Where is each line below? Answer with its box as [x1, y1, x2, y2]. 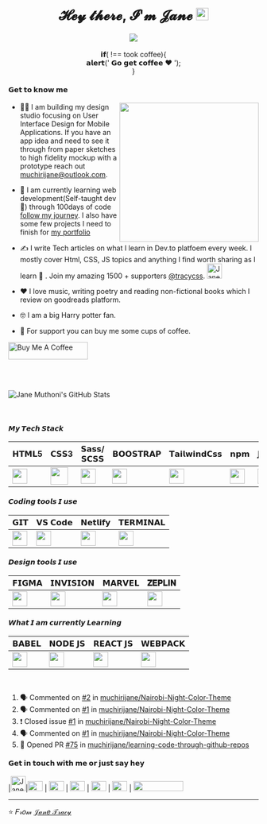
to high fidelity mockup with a [19, 153, 118, 163]
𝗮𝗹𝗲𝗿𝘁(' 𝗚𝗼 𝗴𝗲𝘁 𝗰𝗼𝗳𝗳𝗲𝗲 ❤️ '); [86, 58, 181, 68]
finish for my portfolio [19, 227, 91, 237]
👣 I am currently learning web [19, 185, 117, 195]
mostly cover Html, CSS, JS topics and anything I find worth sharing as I [19, 255, 256, 265]
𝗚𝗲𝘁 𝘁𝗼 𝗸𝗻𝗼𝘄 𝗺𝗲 [8, 84, 68, 94]
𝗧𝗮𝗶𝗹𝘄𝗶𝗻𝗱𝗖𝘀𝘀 [168, 448, 222, 459]
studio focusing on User [19, 110, 99, 121]
